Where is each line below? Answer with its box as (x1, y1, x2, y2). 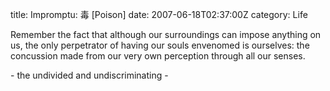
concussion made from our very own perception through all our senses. (10, 50, 306, 62)
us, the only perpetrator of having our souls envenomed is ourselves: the (10, 39, 310, 51)
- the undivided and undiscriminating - (10, 69, 169, 81)
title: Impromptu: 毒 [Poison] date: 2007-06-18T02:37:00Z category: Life (10, 9, 308, 20)
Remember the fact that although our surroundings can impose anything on (10, 29, 322, 40)
